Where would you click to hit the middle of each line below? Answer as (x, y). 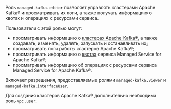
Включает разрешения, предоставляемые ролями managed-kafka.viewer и (86, 80)
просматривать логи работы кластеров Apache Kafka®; (73, 49)
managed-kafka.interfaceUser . (37, 86)
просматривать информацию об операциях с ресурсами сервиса (85, 65)
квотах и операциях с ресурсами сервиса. (52, 18)
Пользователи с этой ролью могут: (44, 28)
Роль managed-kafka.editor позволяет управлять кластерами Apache (80, 7)
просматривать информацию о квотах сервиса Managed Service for (87, 54)
